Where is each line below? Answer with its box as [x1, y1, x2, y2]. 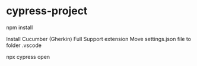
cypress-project [6, 4, 88, 18]
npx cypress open [6, 53, 50, 60]
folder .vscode [6, 42, 42, 49]
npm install [6, 24, 33, 31]
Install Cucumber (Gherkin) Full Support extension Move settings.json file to [6, 35, 192, 42]
